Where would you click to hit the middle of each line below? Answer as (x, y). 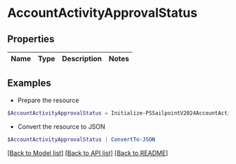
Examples (29, 83)
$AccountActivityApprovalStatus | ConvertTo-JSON (81, 139)
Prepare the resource (48, 100)
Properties (31, 39)
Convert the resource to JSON (61, 126)
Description (82, 59)
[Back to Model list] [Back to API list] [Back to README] (88, 153)
